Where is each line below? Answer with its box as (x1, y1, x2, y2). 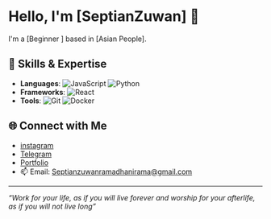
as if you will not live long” (8, 201, 97, 211)
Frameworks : (19, 87, 66, 97)
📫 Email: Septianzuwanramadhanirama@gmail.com (19, 167, 193, 176)
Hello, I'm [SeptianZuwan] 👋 (8, 7, 200, 26)
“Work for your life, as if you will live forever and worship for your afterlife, (8, 192, 256, 202)
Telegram (19, 149, 52, 159)
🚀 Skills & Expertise (8, 57, 107, 71)
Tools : (19, 96, 42, 105)
